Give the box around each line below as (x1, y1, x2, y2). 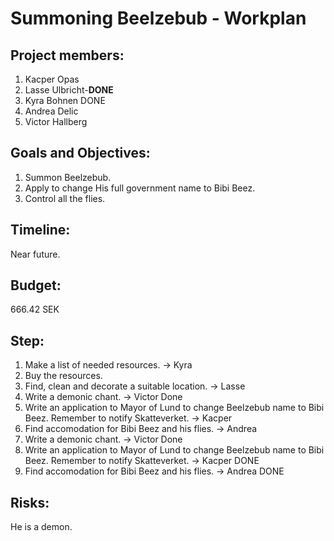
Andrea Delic (24, 105, 79, 117)
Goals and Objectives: (10, 145, 151, 162)
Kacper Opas (24, 73, 80, 85)
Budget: (10, 277, 62, 294)
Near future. (10, 248, 61, 260)
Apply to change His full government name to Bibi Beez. (24, 182, 256, 194)
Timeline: (10, 222, 71, 239)
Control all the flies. (24, 192, 106, 204)
